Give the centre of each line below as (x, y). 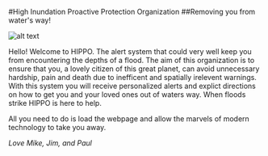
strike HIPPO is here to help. (55, 103)
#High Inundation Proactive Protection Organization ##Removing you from (132, 12)
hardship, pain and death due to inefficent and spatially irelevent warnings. (132, 77)
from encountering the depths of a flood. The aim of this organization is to (132, 60)
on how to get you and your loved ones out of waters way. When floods (127, 95)
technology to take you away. (57, 127)
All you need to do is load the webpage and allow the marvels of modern (129, 119)
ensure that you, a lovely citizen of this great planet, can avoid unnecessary (134, 69)
